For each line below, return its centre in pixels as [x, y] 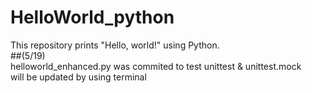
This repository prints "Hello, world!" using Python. [115, 45]
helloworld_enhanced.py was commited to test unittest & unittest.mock [156, 66]
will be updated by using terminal [78, 77]
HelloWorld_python [92, 17]
